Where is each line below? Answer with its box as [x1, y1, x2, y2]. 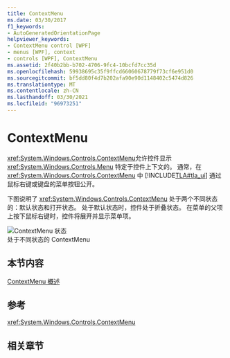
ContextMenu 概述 [7, 277, 60, 285]
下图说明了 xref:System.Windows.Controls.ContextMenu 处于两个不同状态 [7, 195, 218, 203]
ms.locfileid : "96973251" [7, 100, 82, 107]
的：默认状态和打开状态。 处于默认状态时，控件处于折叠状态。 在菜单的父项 [7, 203, 223, 211]
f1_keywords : [7, 23, 45, 30]
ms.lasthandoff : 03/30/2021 [7, 94, 89, 101]
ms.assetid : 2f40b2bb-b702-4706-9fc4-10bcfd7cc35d [7, 62, 157, 69]
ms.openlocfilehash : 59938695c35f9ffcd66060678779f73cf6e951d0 [7, 68, 194, 75]
